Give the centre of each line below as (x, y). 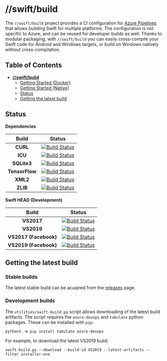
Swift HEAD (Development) (34, 200)
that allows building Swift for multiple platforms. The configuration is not (79, 28)
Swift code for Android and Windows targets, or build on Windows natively (82, 44)
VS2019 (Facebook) (32, 245)
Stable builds (21, 277)
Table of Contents (34, 65)
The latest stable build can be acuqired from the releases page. (70, 288)
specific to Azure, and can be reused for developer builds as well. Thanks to (84, 33)
